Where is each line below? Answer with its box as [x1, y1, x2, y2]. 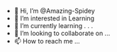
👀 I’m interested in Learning [13, 14, 94, 22]
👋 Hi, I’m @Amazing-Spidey [13, 7, 96, 15]
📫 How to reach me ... [13, 37, 80, 45]
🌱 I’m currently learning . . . [13, 22, 94, 30]
